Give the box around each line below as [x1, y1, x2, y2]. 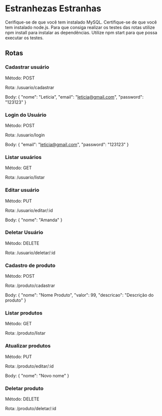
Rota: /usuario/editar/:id [5, 207, 53, 213]
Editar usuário [5, 187, 40, 194]
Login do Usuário [5, 111, 47, 118]
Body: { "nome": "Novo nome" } [5, 372, 70, 378]
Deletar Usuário [5, 229, 43, 236]
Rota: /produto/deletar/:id [5, 406, 56, 411]
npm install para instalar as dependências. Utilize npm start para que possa [5, 29, 158, 35]
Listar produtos [5, 310, 43, 316]
